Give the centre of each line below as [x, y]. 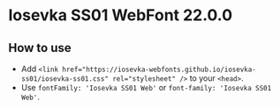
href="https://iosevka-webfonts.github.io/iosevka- [159, 69]
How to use [40, 48]
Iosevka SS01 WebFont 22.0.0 [121, 15]
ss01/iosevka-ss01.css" [65, 79]
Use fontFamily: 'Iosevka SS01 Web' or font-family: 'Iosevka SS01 [146, 87]
